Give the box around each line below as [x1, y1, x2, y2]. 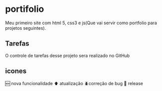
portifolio [5, 3, 44, 15]
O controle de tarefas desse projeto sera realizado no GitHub [5, 52, 130, 58]
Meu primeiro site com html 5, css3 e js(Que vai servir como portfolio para [5, 20, 158, 26]
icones [5, 67, 27, 75]
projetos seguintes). [5, 25, 46, 31]
